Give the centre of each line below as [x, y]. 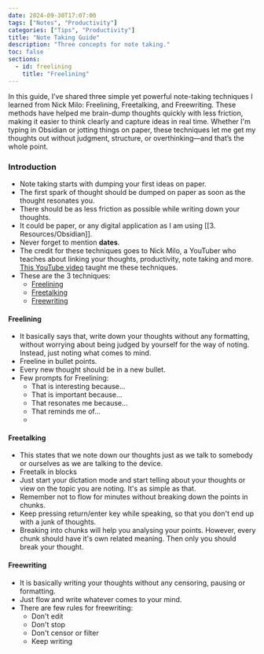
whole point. [28, 146]
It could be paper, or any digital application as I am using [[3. [117, 226]
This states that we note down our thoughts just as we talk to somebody [136, 455]
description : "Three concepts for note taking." [89, 45]
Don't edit [47, 616]
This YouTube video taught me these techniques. [99, 267]
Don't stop [48, 624]
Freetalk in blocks [48, 472]
